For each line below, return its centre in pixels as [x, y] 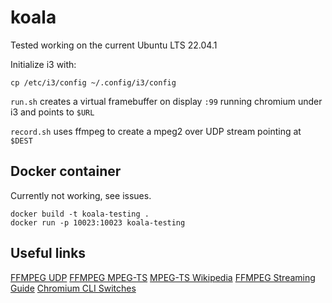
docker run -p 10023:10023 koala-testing [98, 222]
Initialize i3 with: [43, 64]
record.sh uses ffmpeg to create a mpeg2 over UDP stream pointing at [156, 131]
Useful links [48, 253]
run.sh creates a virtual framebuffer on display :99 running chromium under [166, 101]
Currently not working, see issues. [81, 195]
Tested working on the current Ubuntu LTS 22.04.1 [114, 45]
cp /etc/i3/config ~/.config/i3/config [93, 82]
